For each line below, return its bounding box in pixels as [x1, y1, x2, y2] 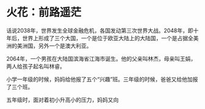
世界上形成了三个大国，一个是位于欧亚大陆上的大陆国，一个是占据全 [22, 34, 193, 41]
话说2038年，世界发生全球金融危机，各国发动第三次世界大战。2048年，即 [6, 27, 193, 34]
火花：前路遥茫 [6, 5, 82, 19]
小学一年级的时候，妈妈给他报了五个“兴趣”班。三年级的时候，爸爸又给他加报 [6, 76, 198, 83]
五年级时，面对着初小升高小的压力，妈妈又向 [6, 96, 119, 104]
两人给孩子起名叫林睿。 [6, 62, 65, 70]
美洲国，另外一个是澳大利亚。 [16, 42, 92, 49]
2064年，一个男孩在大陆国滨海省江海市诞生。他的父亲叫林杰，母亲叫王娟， [6, 55, 196, 62]
